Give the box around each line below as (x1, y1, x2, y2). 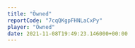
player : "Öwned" (7, 23, 55, 30)
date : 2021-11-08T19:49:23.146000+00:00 (7, 30, 129, 37)
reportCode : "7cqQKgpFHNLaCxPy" (7, 17, 102, 24)
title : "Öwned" (7, 10, 52, 18)
